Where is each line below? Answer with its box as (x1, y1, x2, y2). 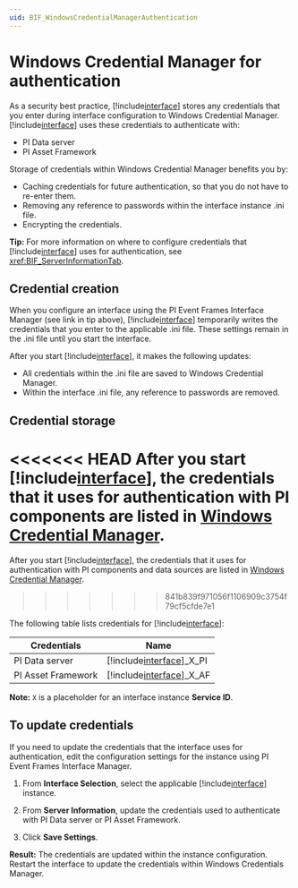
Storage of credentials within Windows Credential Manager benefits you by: (9, 163, 289, 175)
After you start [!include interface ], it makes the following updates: (9, 351, 252, 362)
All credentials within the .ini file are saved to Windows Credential (21, 368, 264, 379)
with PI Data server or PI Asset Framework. (21, 814, 181, 824)
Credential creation (9, 281, 119, 296)
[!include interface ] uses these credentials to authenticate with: (9, 119, 240, 130)
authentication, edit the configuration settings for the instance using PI (9, 751, 269, 762)
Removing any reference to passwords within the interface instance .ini (21, 200, 285, 210)
